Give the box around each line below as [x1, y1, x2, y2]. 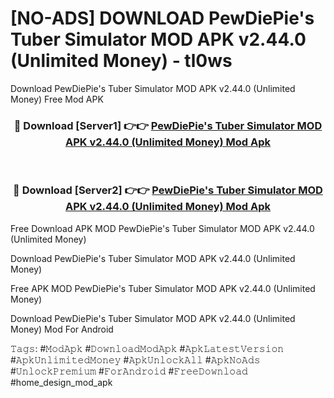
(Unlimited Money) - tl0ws [10, 50, 233, 72]
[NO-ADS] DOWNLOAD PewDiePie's [10, 7, 315, 30]
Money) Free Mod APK [10, 93, 104, 105]
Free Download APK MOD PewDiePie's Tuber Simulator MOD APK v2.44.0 [10, 222, 315, 234]
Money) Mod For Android [10, 323, 114, 335]
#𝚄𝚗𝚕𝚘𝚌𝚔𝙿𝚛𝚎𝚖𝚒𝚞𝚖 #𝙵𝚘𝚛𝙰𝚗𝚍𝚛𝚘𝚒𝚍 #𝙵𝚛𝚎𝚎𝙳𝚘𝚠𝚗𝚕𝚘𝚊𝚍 [10, 365, 248, 377]
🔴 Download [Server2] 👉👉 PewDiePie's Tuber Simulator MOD [13, 183, 323, 197]
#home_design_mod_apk [10, 376, 113, 388]
